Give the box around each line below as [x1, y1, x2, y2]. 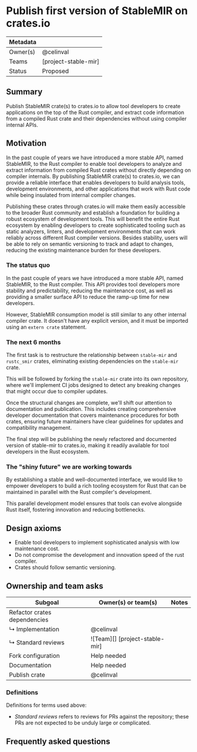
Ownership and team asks [6, 581, 104, 591]
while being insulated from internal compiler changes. [6, 191, 136, 198]
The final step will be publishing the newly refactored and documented [6, 436, 177, 443]
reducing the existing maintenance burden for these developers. [6, 246, 161, 253]
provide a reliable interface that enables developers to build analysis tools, [6, 179, 186, 186]
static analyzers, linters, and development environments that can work [6, 228, 176, 235]
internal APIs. [6, 121, 39, 128]
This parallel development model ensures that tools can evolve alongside [6, 500, 182, 507]
